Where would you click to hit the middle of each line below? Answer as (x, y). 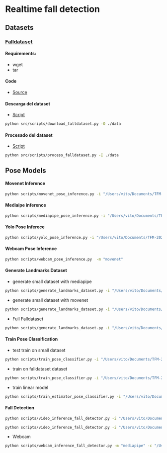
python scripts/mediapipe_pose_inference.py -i (55, 216)
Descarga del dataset (28, 103)
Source (20, 92)
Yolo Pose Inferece (25, 227)
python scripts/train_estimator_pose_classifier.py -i (63, 396)
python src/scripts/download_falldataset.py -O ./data (63, 124)
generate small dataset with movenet (50, 300)
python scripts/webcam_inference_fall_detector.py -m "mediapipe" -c (79, 446)
